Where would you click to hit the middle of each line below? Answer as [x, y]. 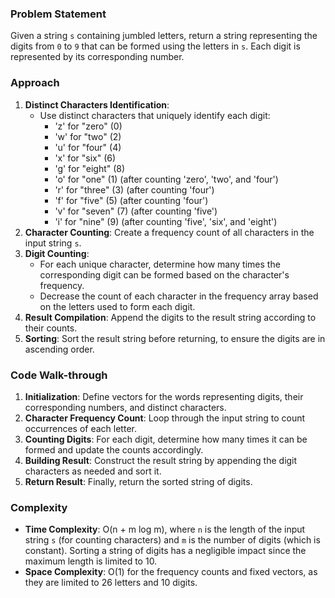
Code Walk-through [59, 375]
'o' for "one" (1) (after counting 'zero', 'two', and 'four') [166, 179]
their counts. [51, 328]
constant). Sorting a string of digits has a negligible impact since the [165, 551]
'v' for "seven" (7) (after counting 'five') [136, 211]
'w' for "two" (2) [88, 136]
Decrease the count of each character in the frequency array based [179, 296]
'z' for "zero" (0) [88, 126]
